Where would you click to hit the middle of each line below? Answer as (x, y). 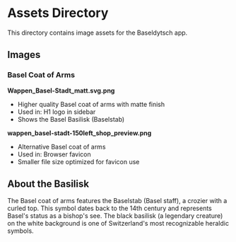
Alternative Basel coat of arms (61, 146)
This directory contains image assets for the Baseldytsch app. (98, 33)
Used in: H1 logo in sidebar (57, 112)
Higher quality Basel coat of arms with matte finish (91, 104)
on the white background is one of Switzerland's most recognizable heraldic (118, 224)
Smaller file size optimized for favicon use (78, 161)
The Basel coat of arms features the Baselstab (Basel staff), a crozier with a (117, 201)
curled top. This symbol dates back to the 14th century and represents (110, 208)
